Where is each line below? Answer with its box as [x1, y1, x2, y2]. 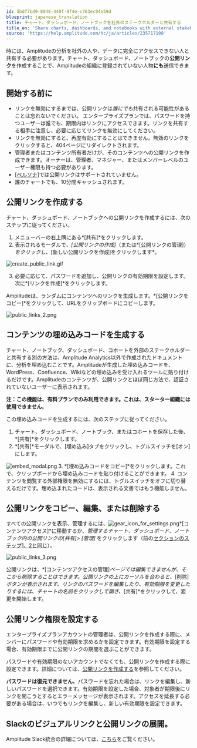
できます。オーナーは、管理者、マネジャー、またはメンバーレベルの [19, 156, 184, 163]
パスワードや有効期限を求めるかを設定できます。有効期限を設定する [26, 638, 191, 645]
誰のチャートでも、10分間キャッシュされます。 [14, 178, 128, 185]
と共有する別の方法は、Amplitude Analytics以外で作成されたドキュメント [6, 354, 183, 361]
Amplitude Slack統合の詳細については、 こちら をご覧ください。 [6, 736, 158, 742]
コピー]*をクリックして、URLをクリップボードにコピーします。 [6, 299, 158, 306]
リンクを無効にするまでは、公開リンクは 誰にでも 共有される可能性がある [14, 105, 189, 112]
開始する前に [6, 88, 53, 98]
